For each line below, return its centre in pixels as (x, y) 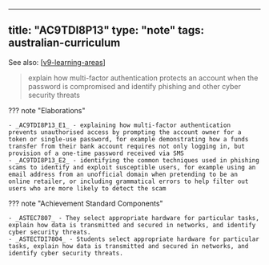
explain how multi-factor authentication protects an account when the (143, 78)
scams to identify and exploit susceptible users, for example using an (132, 167)
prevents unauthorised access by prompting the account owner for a (125, 132)
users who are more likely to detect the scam (87, 188)
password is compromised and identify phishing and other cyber (134, 86)
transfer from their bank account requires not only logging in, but (127, 146)
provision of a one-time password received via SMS (96, 153)
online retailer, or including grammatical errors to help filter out (128, 181)
